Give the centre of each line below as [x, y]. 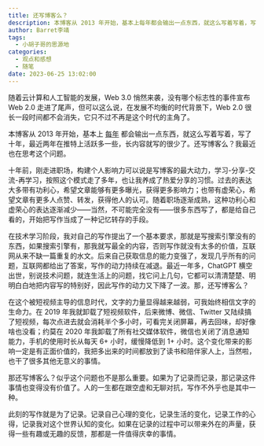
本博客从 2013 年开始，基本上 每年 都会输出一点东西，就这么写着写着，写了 [130, 134]
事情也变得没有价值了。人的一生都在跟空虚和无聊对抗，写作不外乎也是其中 [128, 387]
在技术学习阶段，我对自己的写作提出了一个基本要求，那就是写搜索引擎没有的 [132, 236]
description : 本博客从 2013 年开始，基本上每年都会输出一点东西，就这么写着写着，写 [132, 23]
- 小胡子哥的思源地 [42, 45]
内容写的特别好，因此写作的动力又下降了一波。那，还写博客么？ [145, 285]
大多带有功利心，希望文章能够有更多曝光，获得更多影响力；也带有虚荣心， [128, 190]
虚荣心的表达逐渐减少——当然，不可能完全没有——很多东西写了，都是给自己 [132, 209]
